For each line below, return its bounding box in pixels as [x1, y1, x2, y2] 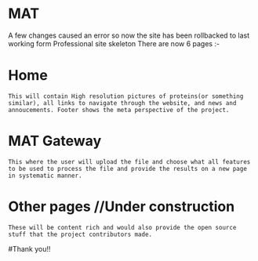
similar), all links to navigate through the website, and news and [8, 99, 237, 107]
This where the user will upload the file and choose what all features [8, 158, 251, 165]
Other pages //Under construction [8, 198, 235, 216]
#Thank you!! [8, 244, 51, 253]
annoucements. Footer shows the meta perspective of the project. [8, 106, 230, 114]
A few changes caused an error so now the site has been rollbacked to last [8, 31, 250, 40]
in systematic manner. [8, 172, 82, 179]
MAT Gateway [8, 132, 102, 150]
